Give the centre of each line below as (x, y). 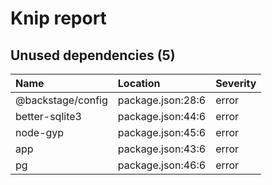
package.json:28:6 (162, 100)
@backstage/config (61, 100)
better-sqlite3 (48, 116)
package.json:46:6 (162, 165)
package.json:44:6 (162, 116)
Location (139, 83)
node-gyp (40, 132)
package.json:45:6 (162, 132)
